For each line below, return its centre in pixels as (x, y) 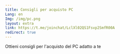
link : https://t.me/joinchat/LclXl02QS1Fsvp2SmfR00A (60, 28)
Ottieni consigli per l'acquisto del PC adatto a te (53, 46)
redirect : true (21, 32)
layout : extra (20, 23)
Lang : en (14, 14)
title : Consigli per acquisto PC (39, 10)
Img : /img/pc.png (23, 19)
